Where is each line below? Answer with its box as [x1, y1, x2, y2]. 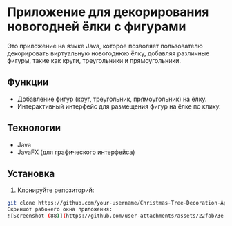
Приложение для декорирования [7, 4, 209, 20]
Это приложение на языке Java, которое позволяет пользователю [7, 41, 204, 50]
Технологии [7, 122, 61, 134]
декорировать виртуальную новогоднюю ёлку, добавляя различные [7, 49, 210, 57]
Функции [7, 77, 49, 88]
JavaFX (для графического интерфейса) [17, 148, 135, 156]
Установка [7, 167, 55, 180]
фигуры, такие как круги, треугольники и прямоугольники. [7, 56, 182, 64]
